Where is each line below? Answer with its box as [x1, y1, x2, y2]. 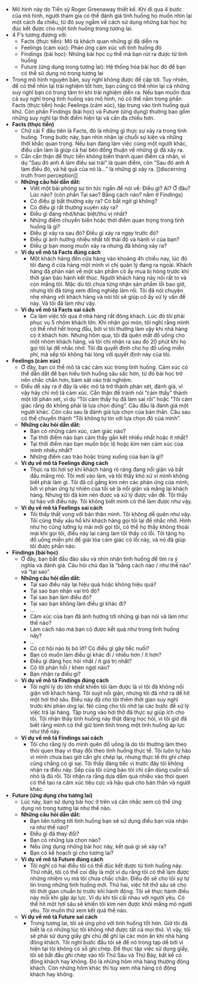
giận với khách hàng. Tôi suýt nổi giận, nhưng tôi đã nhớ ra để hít [29, 689, 190, 696]
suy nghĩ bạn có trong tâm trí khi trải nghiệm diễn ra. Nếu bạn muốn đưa [11, 89, 191, 96]
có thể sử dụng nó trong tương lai [20, 70, 104, 76]
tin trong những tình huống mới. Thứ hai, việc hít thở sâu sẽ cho [29, 881, 187, 888]
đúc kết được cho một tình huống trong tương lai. [11, 25, 133, 32]
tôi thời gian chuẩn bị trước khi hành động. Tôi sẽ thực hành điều [29, 888, 189, 894]
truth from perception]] [20, 172, 78, 179]
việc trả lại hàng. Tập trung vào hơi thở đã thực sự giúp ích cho [29, 709, 185, 716]
